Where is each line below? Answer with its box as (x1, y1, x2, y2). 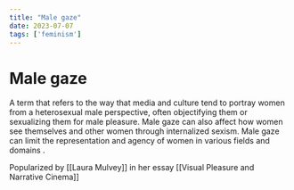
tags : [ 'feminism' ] (9, 29, 82, 38)
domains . (9, 145, 46, 156)
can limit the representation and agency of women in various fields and (9, 136, 270, 146)
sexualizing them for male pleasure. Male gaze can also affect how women (9, 117, 283, 128)
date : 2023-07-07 (9, 21, 74, 30)
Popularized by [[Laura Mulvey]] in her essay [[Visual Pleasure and (9, 162, 255, 173)
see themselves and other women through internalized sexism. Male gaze (9, 126, 280, 136)
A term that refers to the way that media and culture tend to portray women (9, 97, 285, 108)
